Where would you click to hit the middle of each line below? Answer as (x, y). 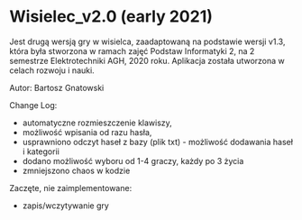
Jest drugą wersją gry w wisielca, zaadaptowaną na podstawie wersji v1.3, (147, 41)
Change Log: (33, 105)
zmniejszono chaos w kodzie (76, 170)
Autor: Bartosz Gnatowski (57, 87)
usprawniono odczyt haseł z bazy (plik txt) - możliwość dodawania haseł (157, 142)
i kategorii (41, 151)
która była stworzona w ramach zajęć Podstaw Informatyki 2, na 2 (132, 50)
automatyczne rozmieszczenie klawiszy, (97, 123)
